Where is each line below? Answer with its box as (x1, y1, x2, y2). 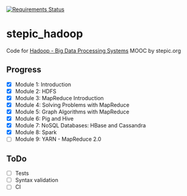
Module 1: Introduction (15, 81, 72, 88)
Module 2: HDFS (15, 87, 56, 95)
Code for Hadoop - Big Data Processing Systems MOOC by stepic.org (6, 47, 181, 54)
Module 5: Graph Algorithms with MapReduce (15, 108, 129, 115)
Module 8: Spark (15, 129, 57, 136)
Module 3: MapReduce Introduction (15, 94, 104, 101)
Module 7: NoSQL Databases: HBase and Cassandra (15, 122, 146, 129)
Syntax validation (15, 177, 59, 184)
